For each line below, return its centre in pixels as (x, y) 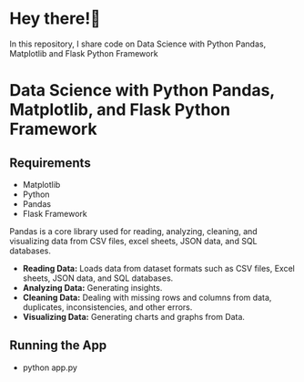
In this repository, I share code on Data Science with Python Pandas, (138, 44)
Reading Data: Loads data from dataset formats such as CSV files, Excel (159, 268)
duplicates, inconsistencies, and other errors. (107, 307)
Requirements (50, 163)
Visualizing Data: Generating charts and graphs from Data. (134, 316)
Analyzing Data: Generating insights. (92, 287)
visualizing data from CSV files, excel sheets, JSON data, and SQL (133, 241)
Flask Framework (55, 213)
